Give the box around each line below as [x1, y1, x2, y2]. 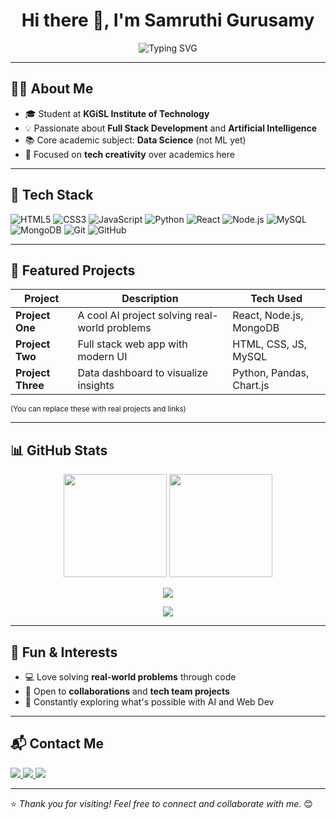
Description [121, 292, 179, 306]
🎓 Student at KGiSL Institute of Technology [24, 107, 210, 119]
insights [77, 379, 115, 393]
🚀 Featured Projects [10, 262, 136, 279]
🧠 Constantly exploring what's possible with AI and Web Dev [24, 696, 275, 708]
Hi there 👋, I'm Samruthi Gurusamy [21, 9, 315, 32]
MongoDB [232, 321, 280, 335]
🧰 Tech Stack [10, 187, 94, 204]
